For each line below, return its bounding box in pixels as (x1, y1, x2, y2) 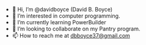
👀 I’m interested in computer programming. (12, 12, 120, 19)
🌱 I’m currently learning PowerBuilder (12, 19, 106, 26)
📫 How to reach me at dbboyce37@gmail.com (12, 32, 130, 39)
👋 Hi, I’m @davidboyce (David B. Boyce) (12, 6, 113, 13)
